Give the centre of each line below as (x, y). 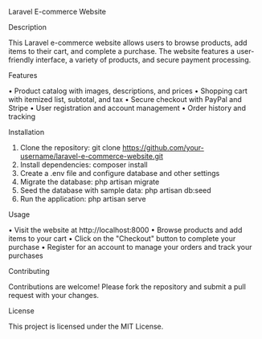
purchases (26, 255)
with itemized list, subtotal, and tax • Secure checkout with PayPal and (125, 99)
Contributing (29, 271)
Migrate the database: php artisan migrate (90, 182)
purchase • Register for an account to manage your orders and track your (130, 247)
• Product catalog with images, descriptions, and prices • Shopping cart (128, 91)
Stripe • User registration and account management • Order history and (127, 108)
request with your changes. (53, 295)
